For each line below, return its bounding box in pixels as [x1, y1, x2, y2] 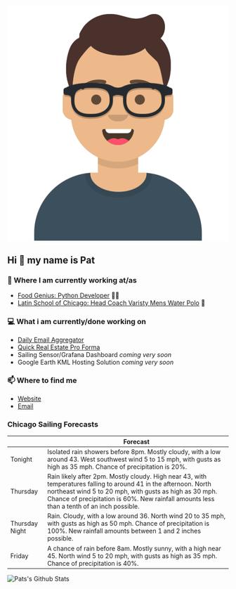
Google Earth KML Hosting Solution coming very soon [17, 358, 174, 366]
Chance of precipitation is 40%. [46, 559, 139, 567]
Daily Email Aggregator [17, 335, 84, 344]
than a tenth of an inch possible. [46, 502, 140, 511]
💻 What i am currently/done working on [7, 317, 146, 327]
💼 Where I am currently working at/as [7, 275, 137, 285]
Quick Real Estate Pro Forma [17, 343, 100, 351]
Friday [10, 551, 29, 560]
